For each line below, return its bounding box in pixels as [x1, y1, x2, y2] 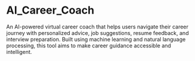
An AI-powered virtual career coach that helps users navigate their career [6, 23, 189, 30]
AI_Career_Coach [6, 4, 95, 17]
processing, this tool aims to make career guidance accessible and [6, 42, 172, 49]
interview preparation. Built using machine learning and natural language [6, 36, 186, 43]
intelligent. [6, 48, 32, 55]
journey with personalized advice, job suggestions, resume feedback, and [6, 29, 189, 36]
